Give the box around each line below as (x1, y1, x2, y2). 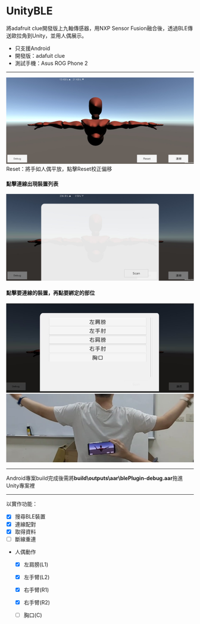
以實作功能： (6, 500, 37, 507)
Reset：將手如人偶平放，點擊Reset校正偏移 (6, 166, 112, 173)
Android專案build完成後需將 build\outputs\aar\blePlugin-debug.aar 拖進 (6, 475, 183, 482)
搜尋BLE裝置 (14, 513, 46, 520)
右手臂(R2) (23, 598, 51, 606)
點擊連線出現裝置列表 (6, 180, 58, 187)
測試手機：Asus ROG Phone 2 (14, 60, 88, 67)
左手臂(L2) (23, 573, 50, 581)
